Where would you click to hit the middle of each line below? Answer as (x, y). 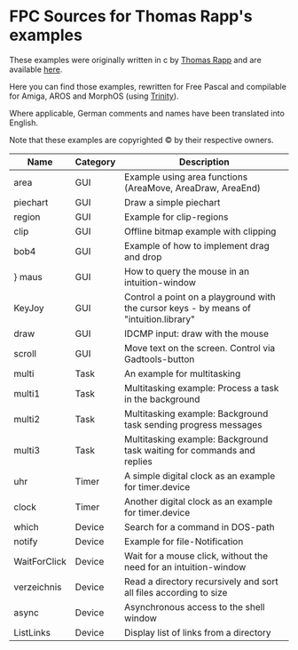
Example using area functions (186, 177)
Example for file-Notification (184, 542)
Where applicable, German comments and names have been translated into (147, 113)
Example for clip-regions (176, 217)
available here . (36, 69)
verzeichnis (38, 587)
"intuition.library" (159, 319)
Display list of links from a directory (198, 632)
